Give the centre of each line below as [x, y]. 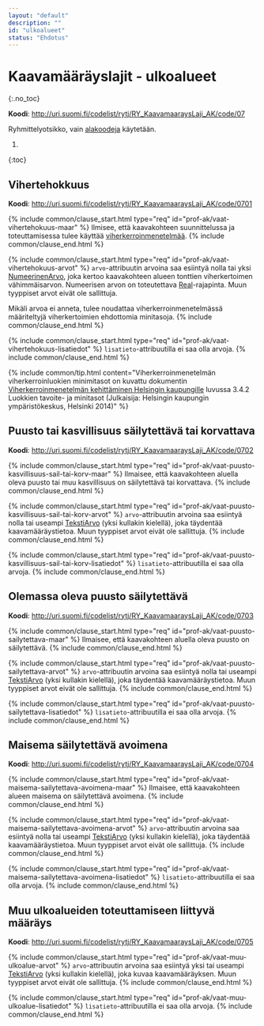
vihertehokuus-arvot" [43, 268]
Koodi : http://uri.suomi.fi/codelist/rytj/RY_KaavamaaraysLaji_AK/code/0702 [131, 450]
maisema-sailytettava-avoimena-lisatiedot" [78, 877]
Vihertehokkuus [49, 185]
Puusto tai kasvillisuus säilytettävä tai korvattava [132, 431]
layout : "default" [38, 15]
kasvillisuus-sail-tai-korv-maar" [60, 473]
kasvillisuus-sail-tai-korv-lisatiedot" [66, 563]
